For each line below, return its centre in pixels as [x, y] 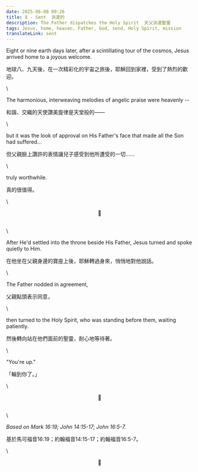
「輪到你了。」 [23, 374]
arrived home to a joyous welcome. [49, 57]
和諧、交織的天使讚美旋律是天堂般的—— [55, 112]
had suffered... [24, 142]
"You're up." [21, 362]
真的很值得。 [22, 190]
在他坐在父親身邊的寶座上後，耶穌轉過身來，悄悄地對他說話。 [82, 261]
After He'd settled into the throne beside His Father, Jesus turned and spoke [99, 243]
